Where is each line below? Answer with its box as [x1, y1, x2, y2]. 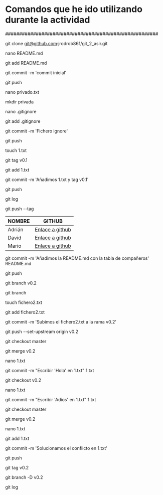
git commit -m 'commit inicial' [5, 69, 67, 76]
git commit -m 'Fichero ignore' [5, 128, 68, 134]
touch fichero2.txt [5, 299, 43, 305]
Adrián [8, 226, 24, 233]
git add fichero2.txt [5, 309, 45, 315]
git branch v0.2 [5, 280, 37, 286]
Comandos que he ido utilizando [5, 4, 143, 15]
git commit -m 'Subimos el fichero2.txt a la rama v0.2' [5, 318, 117, 324]
